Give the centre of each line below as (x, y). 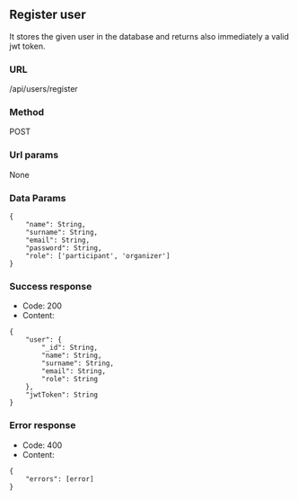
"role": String (70, 379)
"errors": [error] (60, 479)
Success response (51, 286)
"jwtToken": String (62, 395)
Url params (34, 155)
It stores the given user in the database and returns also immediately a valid (149, 36)
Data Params (38, 198)
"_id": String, (70, 348)
